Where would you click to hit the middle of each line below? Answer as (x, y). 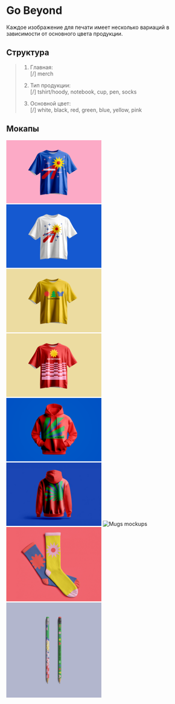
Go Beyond (34, 11)
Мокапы (23, 129)
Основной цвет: (50, 103)
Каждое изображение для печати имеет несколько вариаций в (88, 27)
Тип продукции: (50, 85)
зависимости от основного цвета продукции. (65, 33)
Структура (28, 53)
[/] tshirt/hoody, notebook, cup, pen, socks (83, 92)
